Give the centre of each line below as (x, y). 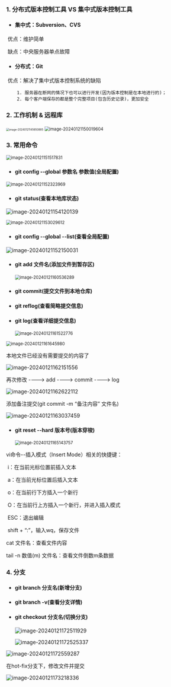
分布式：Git (29, 66)
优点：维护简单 (26, 39)
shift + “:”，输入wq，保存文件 (43, 530)
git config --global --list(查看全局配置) (62, 236)
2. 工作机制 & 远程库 (35, 115)
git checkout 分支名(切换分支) (51, 617)
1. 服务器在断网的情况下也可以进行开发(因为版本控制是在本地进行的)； (92, 93)
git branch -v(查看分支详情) (49, 602)
